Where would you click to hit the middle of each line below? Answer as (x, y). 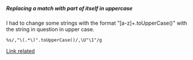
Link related (20, 51)
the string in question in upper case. (50, 29)
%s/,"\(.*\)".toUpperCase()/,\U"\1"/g (54, 40)
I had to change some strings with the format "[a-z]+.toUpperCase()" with (97, 23)
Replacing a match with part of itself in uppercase (69, 8)
